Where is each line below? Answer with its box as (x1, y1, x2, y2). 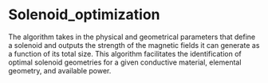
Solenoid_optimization (8, 6, 160, 24)
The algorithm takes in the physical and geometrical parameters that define (8, 32, 256, 41)
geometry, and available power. (8, 65, 112, 75)
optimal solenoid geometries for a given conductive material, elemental (8, 57, 242, 67)
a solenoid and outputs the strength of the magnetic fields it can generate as (8, 40, 260, 49)
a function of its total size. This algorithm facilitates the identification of (8, 49, 242, 58)
